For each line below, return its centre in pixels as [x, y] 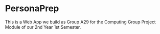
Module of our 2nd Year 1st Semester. [43, 27]
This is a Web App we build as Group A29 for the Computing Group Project [80, 22]
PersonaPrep [32, 8]
